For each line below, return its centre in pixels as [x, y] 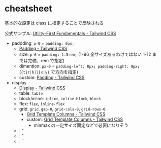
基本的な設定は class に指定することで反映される [54, 23]
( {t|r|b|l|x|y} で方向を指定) [48, 72]
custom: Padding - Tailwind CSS [52, 77]
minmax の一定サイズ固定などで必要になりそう [81, 125]
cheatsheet [28, 9]
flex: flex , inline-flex [42, 104]
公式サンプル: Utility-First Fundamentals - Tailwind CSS [60, 33]
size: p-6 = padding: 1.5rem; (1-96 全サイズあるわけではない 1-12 [85, 54]
